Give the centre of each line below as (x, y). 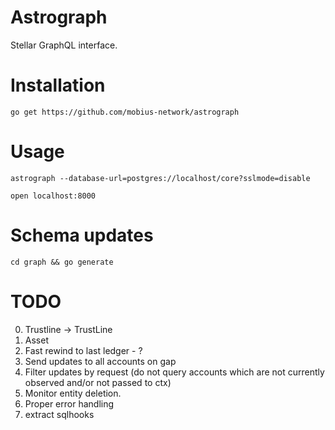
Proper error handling (69, 403)
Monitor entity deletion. (73, 393)
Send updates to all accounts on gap (100, 361)
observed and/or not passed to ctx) (98, 382)
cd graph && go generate (62, 262)
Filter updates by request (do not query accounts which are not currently (174, 372)
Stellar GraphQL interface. (64, 45)
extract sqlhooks (59, 414)
